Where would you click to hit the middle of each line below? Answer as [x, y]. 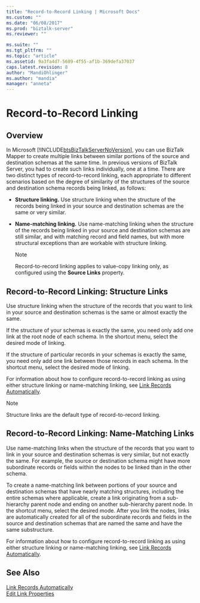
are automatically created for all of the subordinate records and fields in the [99, 517]
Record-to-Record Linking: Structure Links [87, 291]
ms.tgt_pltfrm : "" [29, 51]
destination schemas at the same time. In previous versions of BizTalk [92, 163]
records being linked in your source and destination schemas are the [99, 206]
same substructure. [30, 529]
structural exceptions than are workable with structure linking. [91, 243]
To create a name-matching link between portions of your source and [92, 485]
